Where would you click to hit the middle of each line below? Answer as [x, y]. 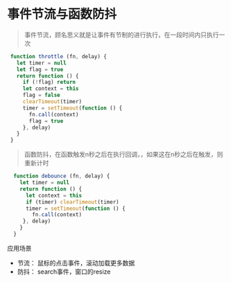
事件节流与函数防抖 [62, 14]
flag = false [41, 95]
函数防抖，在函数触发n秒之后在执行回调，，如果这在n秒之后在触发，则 [123, 155]
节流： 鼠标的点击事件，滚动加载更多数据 [76, 263]
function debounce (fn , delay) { [62, 176]
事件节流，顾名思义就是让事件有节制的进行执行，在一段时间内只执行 [121, 35]
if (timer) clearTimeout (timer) [72, 202]
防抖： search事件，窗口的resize [64, 272]
